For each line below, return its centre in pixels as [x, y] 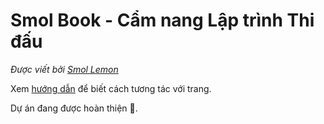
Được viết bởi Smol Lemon [64, 69]
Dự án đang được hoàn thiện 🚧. [74, 108]
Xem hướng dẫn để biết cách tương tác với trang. [111, 88]
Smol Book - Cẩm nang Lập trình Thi [162, 20]
